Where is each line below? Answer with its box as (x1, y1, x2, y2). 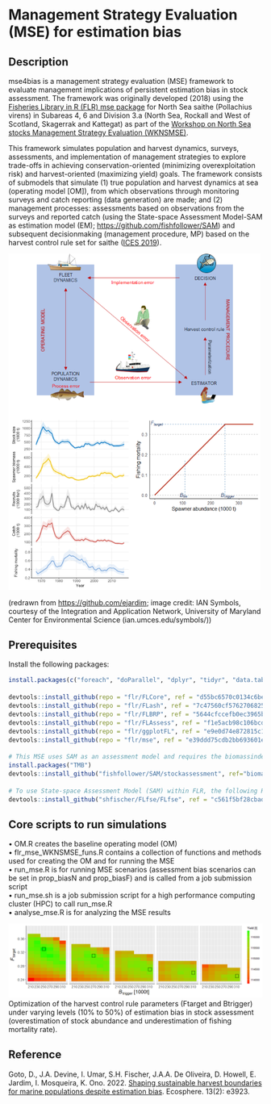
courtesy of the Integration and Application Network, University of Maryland (8, 606, 261, 616)
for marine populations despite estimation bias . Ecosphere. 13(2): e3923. (8, 1086, 250, 1096)
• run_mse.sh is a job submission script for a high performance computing (8, 890, 256, 901)
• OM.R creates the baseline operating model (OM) (8, 839, 177, 849)
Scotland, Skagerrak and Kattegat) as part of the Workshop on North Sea (8, 119, 252, 128)
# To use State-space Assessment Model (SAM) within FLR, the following (8, 787, 258, 795)
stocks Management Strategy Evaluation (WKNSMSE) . (8, 128, 189, 137)
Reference (8, 1048, 62, 1062)
